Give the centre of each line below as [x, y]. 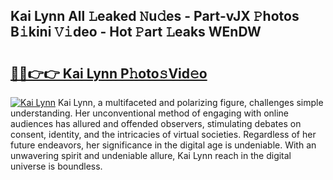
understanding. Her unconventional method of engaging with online [150, 113]
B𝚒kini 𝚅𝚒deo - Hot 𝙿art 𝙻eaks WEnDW [136, 32]
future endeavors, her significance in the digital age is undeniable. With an [163, 145]
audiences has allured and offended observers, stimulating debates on [156, 123]
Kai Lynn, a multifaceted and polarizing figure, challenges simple [190, 102]
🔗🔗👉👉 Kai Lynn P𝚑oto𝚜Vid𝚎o [109, 73]
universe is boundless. [56, 166]
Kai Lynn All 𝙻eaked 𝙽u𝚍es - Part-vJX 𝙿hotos [155, 16]
